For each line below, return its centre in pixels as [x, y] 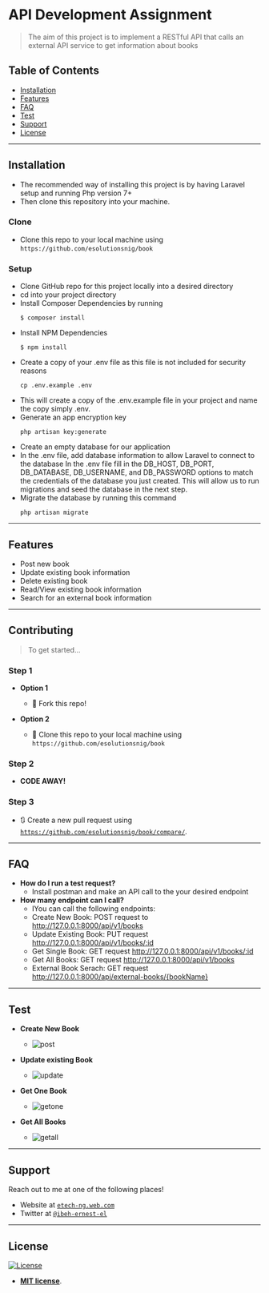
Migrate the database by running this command [98, 498]
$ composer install [52, 318]
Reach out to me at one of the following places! [86, 1190]
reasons [33, 371]
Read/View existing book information [80, 589]
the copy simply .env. [55, 409]
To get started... [54, 649]
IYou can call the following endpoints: [94, 909]
